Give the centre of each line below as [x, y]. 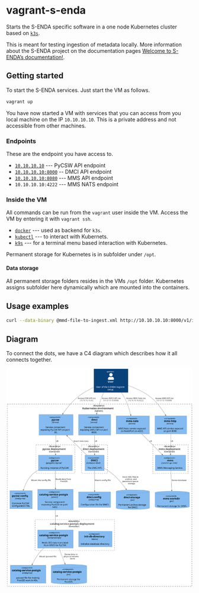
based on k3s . [23, 33]
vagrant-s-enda [46, 10]
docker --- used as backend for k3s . [58, 230]
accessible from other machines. [46, 126]
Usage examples [38, 306]
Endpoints [21, 141]
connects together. [29, 359]
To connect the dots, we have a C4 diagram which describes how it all [92, 353]
